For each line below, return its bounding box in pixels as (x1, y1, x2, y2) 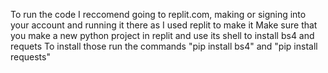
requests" (10, 51, 51, 63)
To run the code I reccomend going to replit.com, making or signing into (10, 9, 307, 20)
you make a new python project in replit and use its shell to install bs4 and (10, 30, 315, 41)
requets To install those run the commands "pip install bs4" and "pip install (10, 40, 318, 52)
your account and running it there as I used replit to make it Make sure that (10, 19, 318, 31)
